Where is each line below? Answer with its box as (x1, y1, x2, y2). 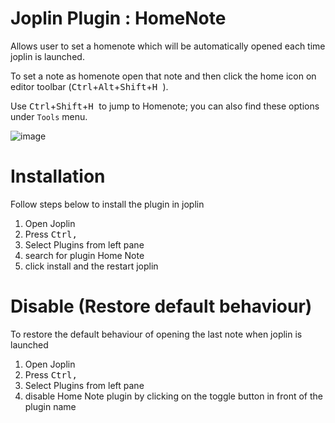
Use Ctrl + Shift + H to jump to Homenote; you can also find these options (10, 100, 320, 112)
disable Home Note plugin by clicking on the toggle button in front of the (24, 390, 323, 402)
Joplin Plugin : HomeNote (10, 7, 227, 30)
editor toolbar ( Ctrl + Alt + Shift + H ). (10, 80, 169, 92)
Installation (10, 165, 106, 188)
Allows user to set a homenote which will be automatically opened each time (10, 40, 326, 52)
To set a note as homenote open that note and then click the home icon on (10, 70, 317, 82)
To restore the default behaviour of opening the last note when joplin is (10, 328, 303, 340)
